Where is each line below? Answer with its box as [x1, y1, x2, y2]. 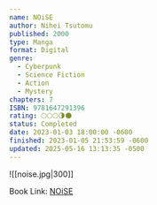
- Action [17, 79, 50, 87]
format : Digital [9, 46, 69, 55]
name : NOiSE [9, 12, 53, 22]
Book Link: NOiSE [9, 186, 74, 196]
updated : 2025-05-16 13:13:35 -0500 [9, 144, 145, 153]
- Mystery [17, 87, 53, 95]
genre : [9, 54, 34, 63]
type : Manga [9, 37, 53, 47]
